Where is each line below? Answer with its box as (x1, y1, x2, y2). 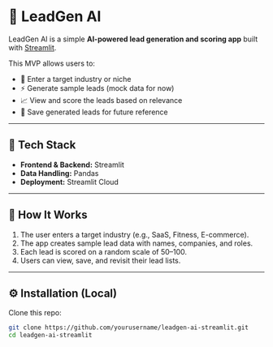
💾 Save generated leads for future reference (19, 107, 168, 117)
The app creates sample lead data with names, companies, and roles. (19, 238, 253, 248)
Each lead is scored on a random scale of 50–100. (19, 246, 188, 256)
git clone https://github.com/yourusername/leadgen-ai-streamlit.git (8, 323, 249, 332)
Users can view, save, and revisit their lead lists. (19, 255, 181, 265)
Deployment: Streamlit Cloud (19, 177, 119, 186)
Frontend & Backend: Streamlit (19, 160, 124, 169)
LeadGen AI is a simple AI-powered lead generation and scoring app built (8, 34, 258, 44)
